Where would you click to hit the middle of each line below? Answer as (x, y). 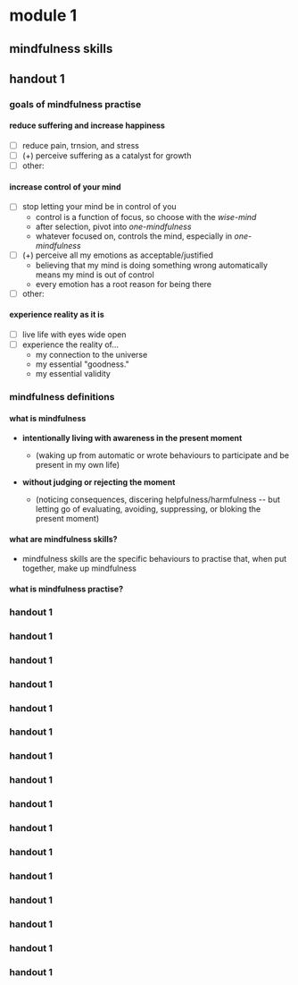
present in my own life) (78, 465)
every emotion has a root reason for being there (124, 284)
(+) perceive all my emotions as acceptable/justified (118, 255)
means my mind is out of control (95, 275)
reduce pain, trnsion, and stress (81, 146)
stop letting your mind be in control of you (99, 207)
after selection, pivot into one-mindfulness (113, 226)
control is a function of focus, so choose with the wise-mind (146, 217)
